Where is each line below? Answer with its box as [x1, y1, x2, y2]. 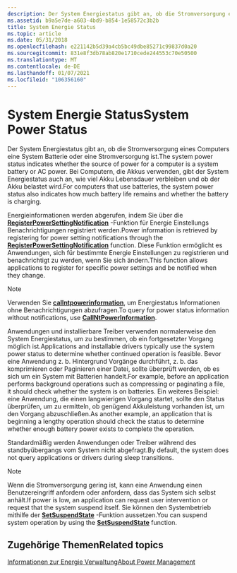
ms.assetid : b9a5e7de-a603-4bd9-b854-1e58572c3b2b [7, 17, 159, 24]
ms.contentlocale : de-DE [7, 63, 80, 70]
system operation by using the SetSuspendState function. [7, 519, 178, 527]
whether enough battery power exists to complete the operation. [7, 425, 195, 433]
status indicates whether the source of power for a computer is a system [7, 160, 219, 168]
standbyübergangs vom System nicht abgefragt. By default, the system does [7, 446, 229, 454]
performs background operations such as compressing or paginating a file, [7, 379, 226, 389]
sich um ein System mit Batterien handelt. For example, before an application [7, 372, 229, 381]
